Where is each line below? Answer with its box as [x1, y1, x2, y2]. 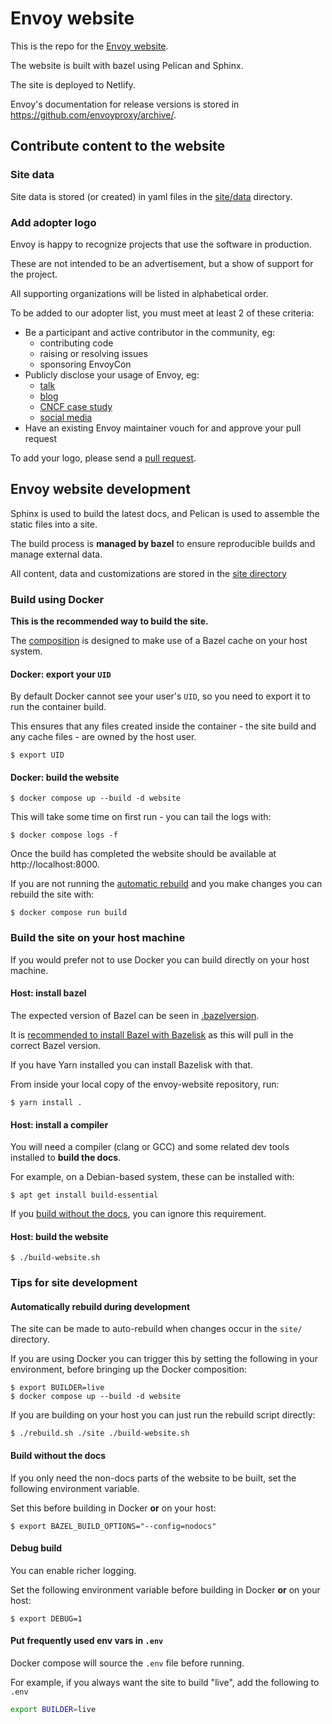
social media [39, 411, 93, 423]
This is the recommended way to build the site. [10, 615, 209, 627]
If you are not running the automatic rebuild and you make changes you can [10, 878, 323, 890]
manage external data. [10, 548, 103, 560]
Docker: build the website [10, 771, 120, 783]
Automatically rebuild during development [10, 1300, 191, 1312]
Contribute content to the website [10, 138, 226, 155]
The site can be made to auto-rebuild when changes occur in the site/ [10, 1323, 303, 1335]
